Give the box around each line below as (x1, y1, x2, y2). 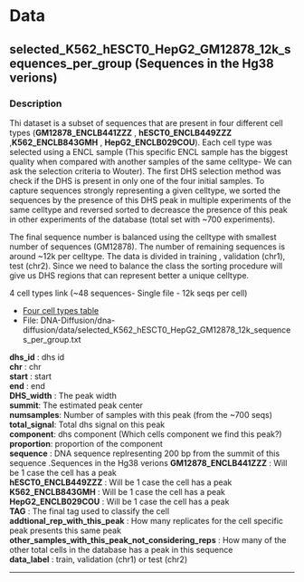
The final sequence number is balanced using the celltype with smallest (9, 231, 278, 242)
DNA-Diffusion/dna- (40, 315, 116, 325)
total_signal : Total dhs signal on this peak (9, 419, 166, 430)
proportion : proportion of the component (9, 438, 163, 449)
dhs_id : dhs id (9, 351, 65, 363)
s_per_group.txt (22, 334, 81, 344)
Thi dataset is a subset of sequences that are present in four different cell (9, 117, 283, 128)
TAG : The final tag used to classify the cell (9, 505, 170, 517)
